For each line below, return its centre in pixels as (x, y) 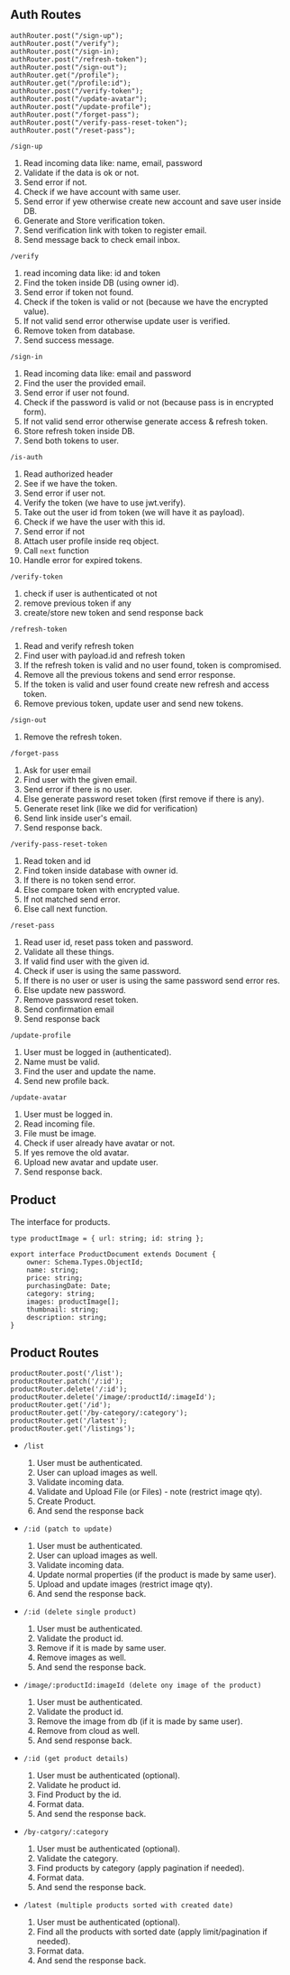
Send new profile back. (66, 1080)
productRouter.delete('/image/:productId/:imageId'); (113, 1397)
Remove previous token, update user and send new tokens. (133, 703)
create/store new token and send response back (113, 612)
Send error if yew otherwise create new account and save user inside (152, 201)
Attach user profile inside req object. (91, 541)
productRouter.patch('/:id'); (67, 1382)
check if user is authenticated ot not (90, 593)
